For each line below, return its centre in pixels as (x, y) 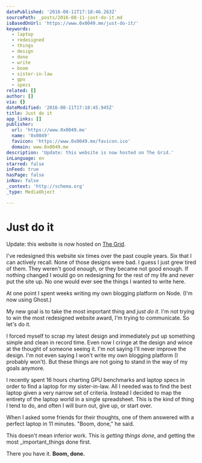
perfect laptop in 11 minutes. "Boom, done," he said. (70, 424)
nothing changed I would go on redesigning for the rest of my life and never (100, 275)
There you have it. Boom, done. (46, 453)
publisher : (20, 125)
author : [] (20, 96)
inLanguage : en (25, 158)
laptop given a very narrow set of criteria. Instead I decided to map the (94, 392)
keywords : (19, 29)
